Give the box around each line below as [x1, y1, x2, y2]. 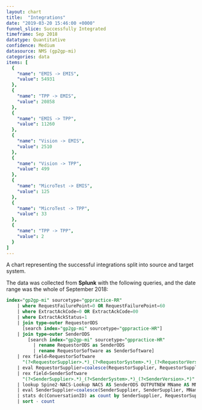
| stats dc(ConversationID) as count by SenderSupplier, [17, 393, 163, 399]
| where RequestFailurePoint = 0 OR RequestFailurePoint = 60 [17, 303, 165, 309]
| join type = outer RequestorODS [17, 319, 98, 326]
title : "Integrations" [6, 14, 66, 21]
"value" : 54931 [17, 76, 55, 82]
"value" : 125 [17, 188, 50, 194]
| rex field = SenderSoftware [17, 370, 87, 376]
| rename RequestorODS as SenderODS [32, 342, 125, 348]
